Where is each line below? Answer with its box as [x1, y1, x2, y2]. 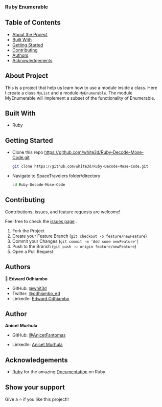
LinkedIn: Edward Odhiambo [12, 295, 69, 301]
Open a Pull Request [12, 249, 54, 254]
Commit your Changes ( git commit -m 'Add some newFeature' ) [12, 238, 139, 244]
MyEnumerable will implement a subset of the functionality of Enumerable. [5, 95, 156, 101]
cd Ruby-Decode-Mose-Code [12, 182, 65, 187]
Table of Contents [5, 19, 61, 27]
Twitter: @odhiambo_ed [12, 290, 60, 296]
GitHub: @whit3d [12, 285, 47, 291]
